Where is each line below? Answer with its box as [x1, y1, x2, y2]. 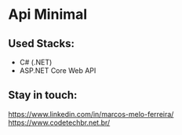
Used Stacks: [8, 37, 75, 50]
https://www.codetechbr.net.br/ [8, 118, 111, 127]
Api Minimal [8, 5, 88, 24]
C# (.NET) [19, 57, 53, 67]
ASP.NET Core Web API [19, 66, 96, 75]
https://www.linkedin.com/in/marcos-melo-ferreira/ [8, 109, 174, 119]
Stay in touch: [8, 89, 78, 102]
